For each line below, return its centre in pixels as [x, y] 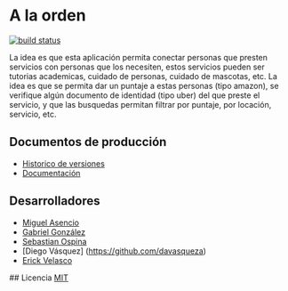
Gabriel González [54, 231]
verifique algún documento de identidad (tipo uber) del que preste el [135, 95]
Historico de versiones [63, 163]
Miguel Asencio [51, 222]
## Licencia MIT [39, 278]
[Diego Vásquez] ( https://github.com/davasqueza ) [114, 251]
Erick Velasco [47, 260]
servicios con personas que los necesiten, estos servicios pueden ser [137, 67]
